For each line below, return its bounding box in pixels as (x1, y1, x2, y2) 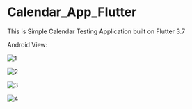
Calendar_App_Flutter (7, 4, 137, 20)
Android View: (7, 40, 48, 49)
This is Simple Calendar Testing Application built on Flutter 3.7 (7, 27, 186, 35)
